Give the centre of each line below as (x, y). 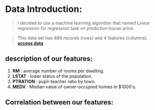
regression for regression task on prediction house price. (76, 28)
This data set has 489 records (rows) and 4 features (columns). (82, 38)
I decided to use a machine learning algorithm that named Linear (84, 23)
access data (30, 43)
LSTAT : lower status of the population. (52, 76)
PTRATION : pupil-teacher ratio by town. (54, 81)
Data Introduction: (44, 9)
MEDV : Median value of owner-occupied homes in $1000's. (74, 87)
